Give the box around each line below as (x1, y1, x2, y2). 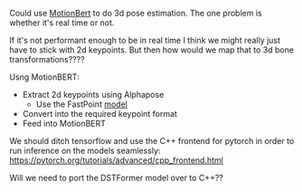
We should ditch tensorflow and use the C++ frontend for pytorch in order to (9, 136, 295, 146)
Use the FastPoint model (35, 99, 128, 110)
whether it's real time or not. (9, 17, 115, 28)
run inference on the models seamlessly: (9, 145, 161, 156)
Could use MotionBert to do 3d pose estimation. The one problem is (9, 8, 262, 18)
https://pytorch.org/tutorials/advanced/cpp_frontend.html (9, 155, 223, 166)
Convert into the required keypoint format (22, 109, 178, 119)
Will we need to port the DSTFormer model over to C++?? (9, 172, 223, 183)
